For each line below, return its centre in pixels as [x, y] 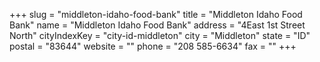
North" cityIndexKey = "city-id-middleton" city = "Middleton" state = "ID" [160, 35]
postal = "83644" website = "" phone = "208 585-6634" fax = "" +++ [153, 46]
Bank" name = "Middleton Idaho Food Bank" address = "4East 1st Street [157, 25]
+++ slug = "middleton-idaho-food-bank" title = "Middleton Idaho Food [156, 14]
